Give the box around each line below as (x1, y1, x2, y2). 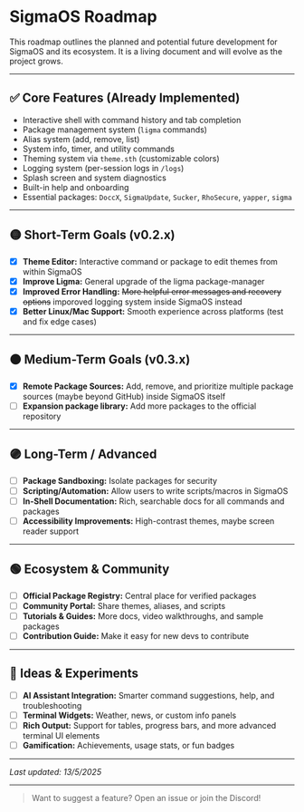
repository (22, 411, 62, 421)
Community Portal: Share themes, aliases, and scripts (22, 600, 226, 611)
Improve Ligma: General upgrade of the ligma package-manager (22, 275, 265, 286)
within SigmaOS (22, 266, 82, 277)
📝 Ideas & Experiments (9, 666, 138, 681)
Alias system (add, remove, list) (22, 133, 140, 144)
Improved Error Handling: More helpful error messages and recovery (22, 285, 282, 296)
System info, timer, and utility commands (22, 143, 175, 154)
